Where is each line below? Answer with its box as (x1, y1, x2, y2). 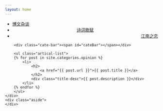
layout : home (5, 7, 32, 12)
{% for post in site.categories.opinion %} (14, 55, 103, 60)
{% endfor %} (14, 85, 40, 90)
